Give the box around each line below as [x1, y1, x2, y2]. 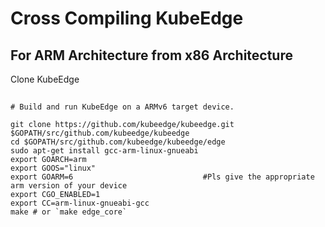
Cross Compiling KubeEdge [10, 7, 244, 30]
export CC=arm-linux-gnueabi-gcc [10, 198, 150, 209]
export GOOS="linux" [10, 163, 97, 174]
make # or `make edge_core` [10, 207, 128, 217]
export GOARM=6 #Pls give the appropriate [10, 172, 315, 182]
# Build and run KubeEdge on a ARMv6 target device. [10, 102, 235, 112]
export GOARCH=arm [10, 155, 87, 165]
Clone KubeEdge [10, 73, 80, 85]
